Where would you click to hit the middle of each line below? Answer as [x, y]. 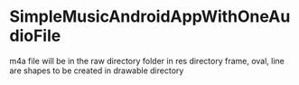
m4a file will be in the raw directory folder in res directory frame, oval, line [147, 61]
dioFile [35, 36]
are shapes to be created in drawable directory [97, 71]
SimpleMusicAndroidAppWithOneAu [150, 17]
